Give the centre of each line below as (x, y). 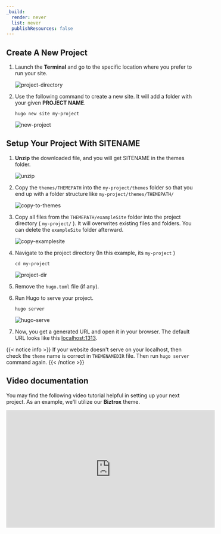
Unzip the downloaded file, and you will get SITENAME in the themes (99, 158)
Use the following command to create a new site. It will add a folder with (103, 97)
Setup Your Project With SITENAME (73, 144)
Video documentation (47, 381)
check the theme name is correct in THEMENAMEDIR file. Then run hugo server (98, 355)
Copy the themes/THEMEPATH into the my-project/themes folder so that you (104, 187)
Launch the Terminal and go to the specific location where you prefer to (103, 67)
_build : (16, 12)
